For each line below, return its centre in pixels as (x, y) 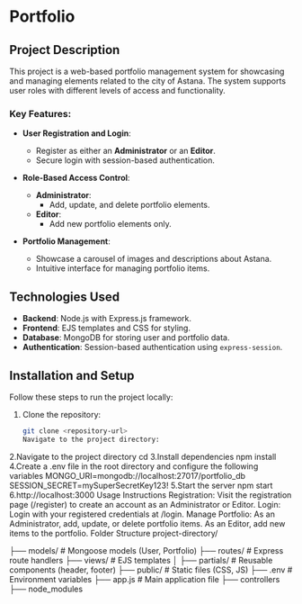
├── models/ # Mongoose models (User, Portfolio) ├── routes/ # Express (147, 550)
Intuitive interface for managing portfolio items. (123, 268)
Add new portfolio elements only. (111, 224)
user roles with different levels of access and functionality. (118, 90)
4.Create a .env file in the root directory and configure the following (134, 466)
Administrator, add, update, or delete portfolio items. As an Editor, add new (147, 523)
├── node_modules (46, 589)
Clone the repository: (62, 414)
